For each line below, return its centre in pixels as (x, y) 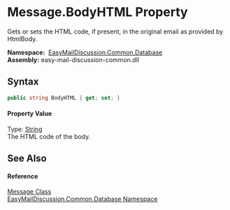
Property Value (30, 114)
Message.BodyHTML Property (98, 12)
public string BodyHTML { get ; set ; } (64, 98)
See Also (27, 159)
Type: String (25, 129)
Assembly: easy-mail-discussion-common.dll (73, 59)
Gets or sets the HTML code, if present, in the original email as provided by (115, 31)
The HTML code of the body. (49, 136)
